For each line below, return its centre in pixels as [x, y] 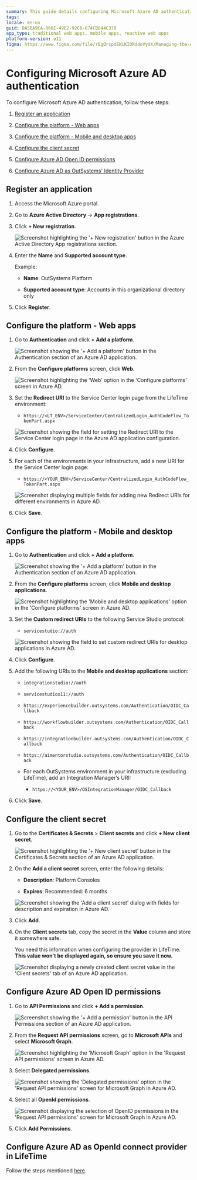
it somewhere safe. [38, 938]
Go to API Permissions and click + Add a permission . [79, 1006]
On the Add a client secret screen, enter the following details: [89, 869]
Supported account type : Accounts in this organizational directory [104, 290]
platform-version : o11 [34, 39]
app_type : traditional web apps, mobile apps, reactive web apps [87, 34]
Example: [26, 267]
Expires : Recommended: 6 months [65, 892]
